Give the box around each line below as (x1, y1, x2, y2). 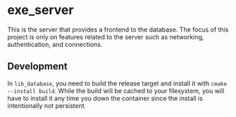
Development (7, 60, 68, 72)
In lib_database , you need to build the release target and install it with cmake (7, 79, 228, 88)
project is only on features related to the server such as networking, (7, 32, 204, 41)
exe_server (7, 2, 74, 18)
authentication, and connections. (7, 40, 103, 48)
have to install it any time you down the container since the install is (7, 94, 203, 102)
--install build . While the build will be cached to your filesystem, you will (7, 86, 225, 95)
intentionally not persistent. (7, 101, 87, 110)
